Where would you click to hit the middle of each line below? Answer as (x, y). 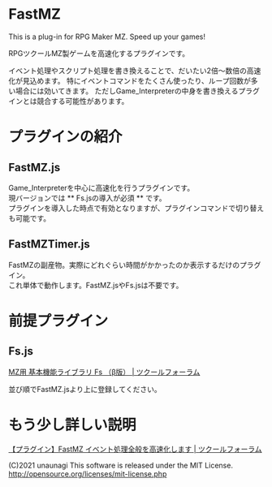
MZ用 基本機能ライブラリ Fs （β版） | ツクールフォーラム (104, 372)
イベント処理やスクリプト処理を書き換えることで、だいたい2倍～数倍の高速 (135, 71)
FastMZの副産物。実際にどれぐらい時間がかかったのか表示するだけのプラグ (135, 265)
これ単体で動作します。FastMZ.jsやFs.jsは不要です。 (96, 285)
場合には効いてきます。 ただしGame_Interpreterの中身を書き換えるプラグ (137, 91)
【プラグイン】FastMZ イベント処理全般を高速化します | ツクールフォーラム (135, 449)
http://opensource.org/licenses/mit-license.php (88, 474)
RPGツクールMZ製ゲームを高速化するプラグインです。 (99, 53)
